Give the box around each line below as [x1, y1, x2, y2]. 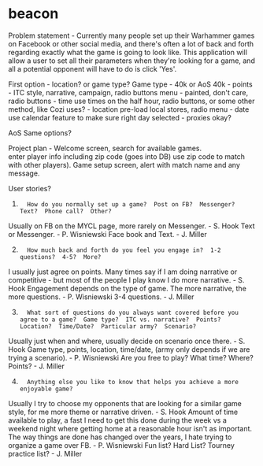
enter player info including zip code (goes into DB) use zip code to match [8, 151, 246, 161]
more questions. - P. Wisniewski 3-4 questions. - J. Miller [8, 292, 194, 301]
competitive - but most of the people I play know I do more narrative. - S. [8, 275, 245, 284]
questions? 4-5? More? [19, 253, 102, 261]
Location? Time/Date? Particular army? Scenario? [19, 322, 197, 331]
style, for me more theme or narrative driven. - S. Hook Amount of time [8, 407, 239, 416]
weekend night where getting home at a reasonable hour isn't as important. [8, 423, 253, 433]
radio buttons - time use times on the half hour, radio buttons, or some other [8, 96, 255, 105]
